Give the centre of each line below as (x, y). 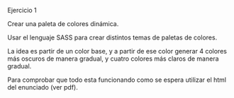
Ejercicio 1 (22, 10)
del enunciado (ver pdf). (43, 87)
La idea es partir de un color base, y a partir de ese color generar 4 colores (117, 51)
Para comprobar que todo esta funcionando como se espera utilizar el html (117, 80)
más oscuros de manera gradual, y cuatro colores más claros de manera (113, 59)
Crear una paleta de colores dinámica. (63, 24)
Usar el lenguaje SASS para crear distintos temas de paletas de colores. (112, 37)
